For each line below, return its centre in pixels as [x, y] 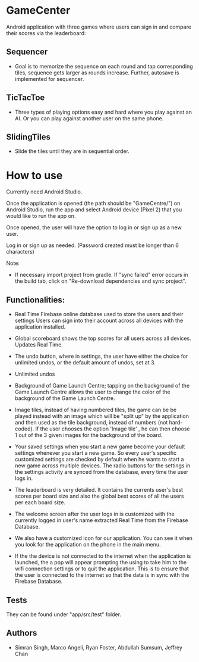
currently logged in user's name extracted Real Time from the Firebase [101, 520]
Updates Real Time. [39, 345]
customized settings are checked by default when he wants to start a [99, 460]
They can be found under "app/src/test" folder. [64, 614]
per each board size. [40, 502]
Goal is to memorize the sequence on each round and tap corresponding [104, 66]
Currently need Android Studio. [44, 192]
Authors [22, 633]
